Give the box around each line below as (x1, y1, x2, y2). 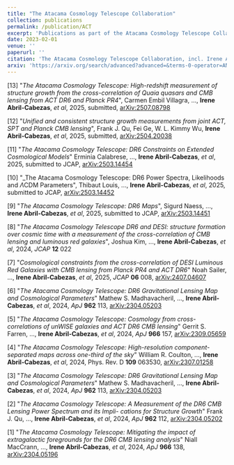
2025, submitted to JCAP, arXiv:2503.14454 (7, 159, 134, 168)
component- (173, 342, 210, 352)
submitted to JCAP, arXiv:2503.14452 (7, 188, 115, 196)
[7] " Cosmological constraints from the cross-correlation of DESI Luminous (7, 258, 224, 267)
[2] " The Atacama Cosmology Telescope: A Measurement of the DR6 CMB (7, 400, 222, 408)
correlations (7, 322, 42, 331)
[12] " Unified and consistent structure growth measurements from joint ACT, (7, 116, 226, 125)
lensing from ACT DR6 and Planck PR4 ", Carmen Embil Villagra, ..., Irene (7, 95, 216, 104)
